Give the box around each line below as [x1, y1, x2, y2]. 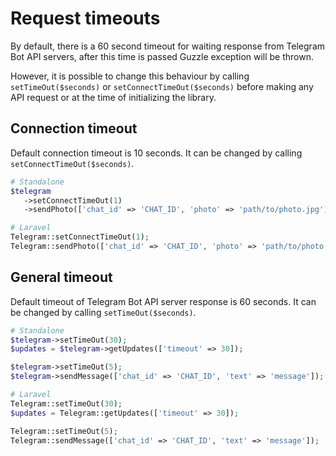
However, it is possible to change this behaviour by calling [10, 70, 250, 82]
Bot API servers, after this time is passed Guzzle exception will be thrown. [10, 50, 315, 62]
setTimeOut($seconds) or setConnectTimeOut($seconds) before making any [10, 80, 314, 92]
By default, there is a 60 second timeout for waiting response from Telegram [10, 40, 326, 52]
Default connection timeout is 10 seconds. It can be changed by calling [10, 147, 303, 159]
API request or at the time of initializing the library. [10, 91, 217, 103]
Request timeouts [10, 7, 161, 30]
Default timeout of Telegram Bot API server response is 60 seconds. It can [10, 295, 317, 307]
